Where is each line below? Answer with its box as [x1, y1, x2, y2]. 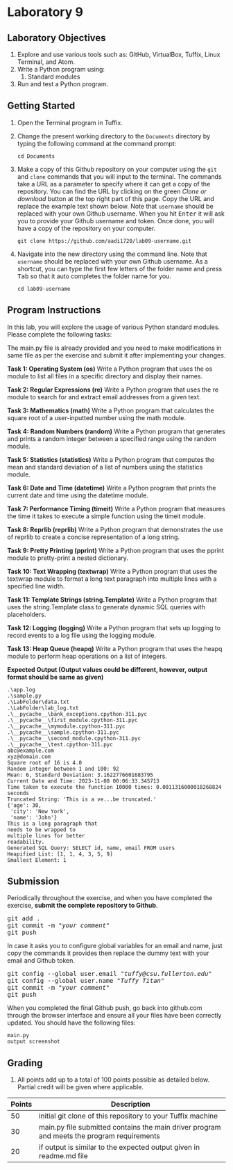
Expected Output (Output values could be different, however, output [7, 665, 208, 673]
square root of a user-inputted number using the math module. [7, 413, 186, 422]
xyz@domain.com [7, 753, 51, 760]
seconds [7, 790, 30, 796]
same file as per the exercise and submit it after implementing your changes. [7, 351, 226, 359]
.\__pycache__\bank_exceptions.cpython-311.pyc [7, 710, 148, 717]
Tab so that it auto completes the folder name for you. [17, 272, 172, 280]
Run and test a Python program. [17, 80, 109, 88]
